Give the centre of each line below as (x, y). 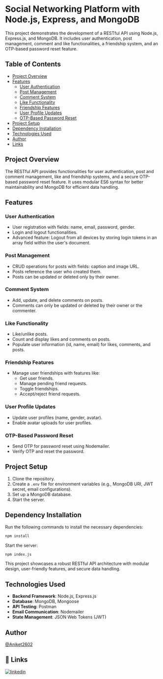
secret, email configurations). (42, 489)
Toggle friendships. (39, 389)
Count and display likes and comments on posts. (61, 339)
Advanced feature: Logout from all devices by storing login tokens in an (84, 237)
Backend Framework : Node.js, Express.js (54, 596)
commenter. (24, 310)
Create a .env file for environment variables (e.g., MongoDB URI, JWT (82, 484)
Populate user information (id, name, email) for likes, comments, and (81, 345)
